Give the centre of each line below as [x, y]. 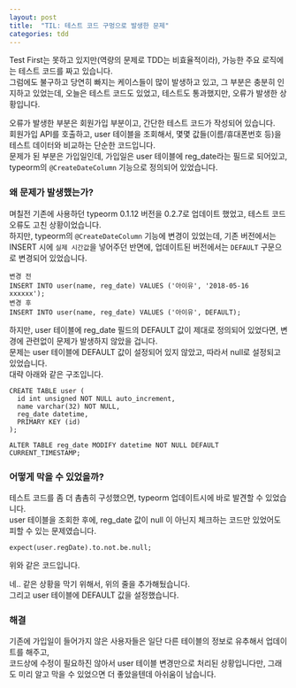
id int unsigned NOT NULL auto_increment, [96, 398]
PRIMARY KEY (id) [49, 421]
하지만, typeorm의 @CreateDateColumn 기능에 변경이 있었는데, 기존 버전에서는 [143, 236]
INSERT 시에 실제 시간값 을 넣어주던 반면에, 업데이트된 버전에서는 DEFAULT [134, 247]
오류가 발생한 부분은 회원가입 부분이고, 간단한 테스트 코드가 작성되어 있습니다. [142, 123]
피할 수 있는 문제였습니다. [53, 530]
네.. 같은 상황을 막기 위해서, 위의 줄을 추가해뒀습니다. [100, 584]
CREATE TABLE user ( [47, 390]
